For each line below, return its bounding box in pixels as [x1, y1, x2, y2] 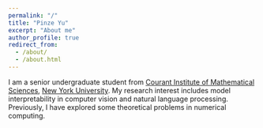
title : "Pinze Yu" [8, 19, 69, 27]
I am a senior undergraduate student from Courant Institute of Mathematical [8, 77, 255, 87]
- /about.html [15, 56, 62, 64]
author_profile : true [8, 33, 80, 42]
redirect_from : [8, 41, 58, 49]
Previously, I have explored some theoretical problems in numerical [8, 102, 227, 111]
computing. [8, 111, 46, 120]
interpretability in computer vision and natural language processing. [8, 94, 229, 104]
